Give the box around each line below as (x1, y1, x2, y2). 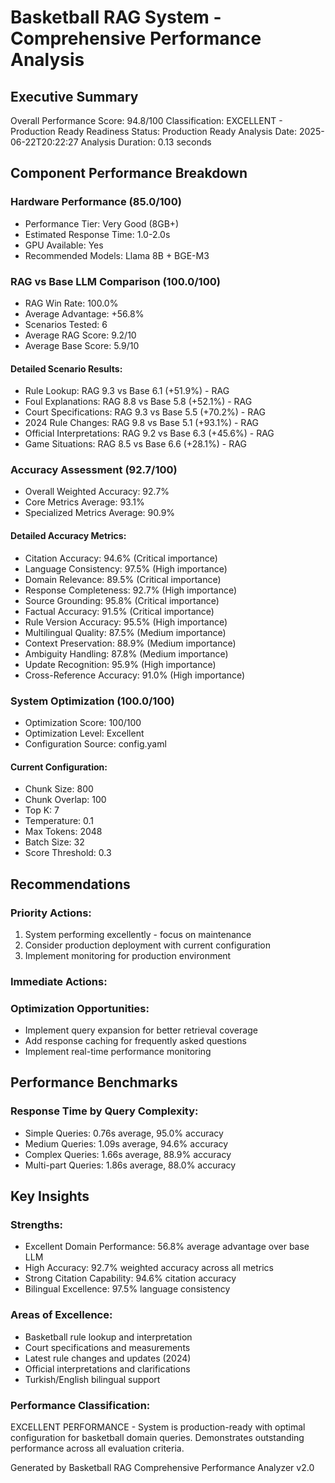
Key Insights (10, 1188, 90, 1205)
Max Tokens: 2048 (24, 826, 103, 838)
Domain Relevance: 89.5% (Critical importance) (24, 573, 222, 585)
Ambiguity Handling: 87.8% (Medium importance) (24, 647, 229, 660)
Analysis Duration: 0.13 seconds (80, 136, 212, 148)
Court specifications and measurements (24, 1341, 191, 1353)
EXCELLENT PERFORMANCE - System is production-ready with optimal (10, 1421, 306, 1433)
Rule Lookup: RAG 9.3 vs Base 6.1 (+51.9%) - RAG (24, 385, 230, 397)
